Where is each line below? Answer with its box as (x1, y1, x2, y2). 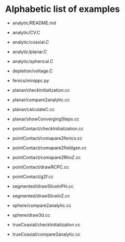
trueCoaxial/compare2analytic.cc (12, 231, 81, 237)
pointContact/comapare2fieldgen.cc (12, 145, 87, 151)
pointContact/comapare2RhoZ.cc (12, 154, 81, 160)
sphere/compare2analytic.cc (12, 202, 71, 208)
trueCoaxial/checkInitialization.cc (12, 222, 81, 228)
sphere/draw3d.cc (12, 212, 51, 218)
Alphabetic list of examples (5, 3, 120, 15)
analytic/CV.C (12, 29, 41, 35)
